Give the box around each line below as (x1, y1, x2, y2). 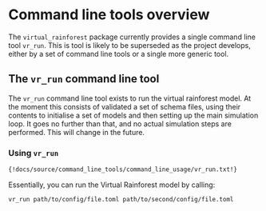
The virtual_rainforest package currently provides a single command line (8, 32, 256, 42)
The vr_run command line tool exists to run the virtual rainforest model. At (8, 94, 252, 103)
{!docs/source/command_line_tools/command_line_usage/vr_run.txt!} (8, 165, 238, 173)
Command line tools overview (8, 6, 210, 24)
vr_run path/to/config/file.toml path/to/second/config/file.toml (8, 195, 234, 203)
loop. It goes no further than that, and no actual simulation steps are (8, 118, 232, 129)
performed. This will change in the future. (8, 127, 145, 137)
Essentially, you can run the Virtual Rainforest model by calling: (8, 180, 216, 189)
